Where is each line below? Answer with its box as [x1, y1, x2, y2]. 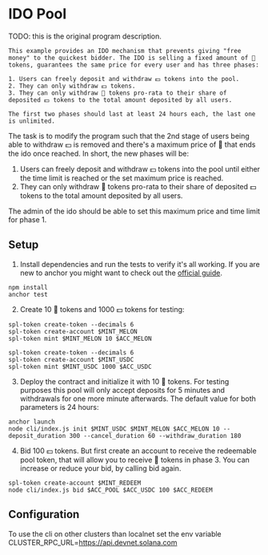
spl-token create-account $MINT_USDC [8, 355, 134, 363]
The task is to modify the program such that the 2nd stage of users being [8, 131, 250, 140]
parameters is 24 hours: [19, 402, 99, 411]
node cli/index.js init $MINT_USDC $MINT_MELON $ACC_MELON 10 [8, 424, 220, 433]
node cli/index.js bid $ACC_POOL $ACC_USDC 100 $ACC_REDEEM [8, 486, 214, 494]
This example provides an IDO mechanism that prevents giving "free [8, 47, 242, 55]
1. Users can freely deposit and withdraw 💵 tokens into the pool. [8, 75, 240, 83]
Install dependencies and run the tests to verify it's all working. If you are [19, 259, 260, 269]
